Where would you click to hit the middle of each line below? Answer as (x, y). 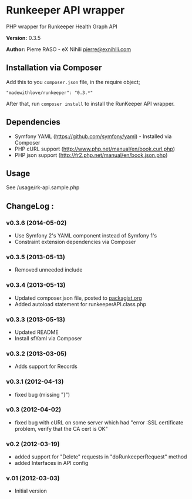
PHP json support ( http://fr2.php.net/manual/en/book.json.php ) (91, 155)
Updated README (36, 332)
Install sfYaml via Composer (48, 338)
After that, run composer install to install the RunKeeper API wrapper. (90, 103)
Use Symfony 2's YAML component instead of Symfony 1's (86, 236)
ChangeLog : (30, 206)
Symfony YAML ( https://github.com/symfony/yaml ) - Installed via (93, 136)
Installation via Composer (54, 68)
